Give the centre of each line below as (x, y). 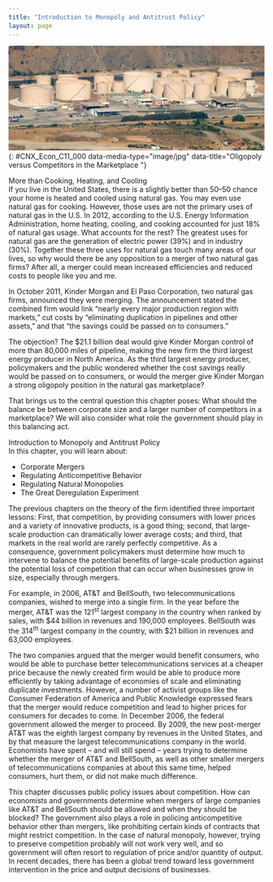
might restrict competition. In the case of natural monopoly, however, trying (134, 835)
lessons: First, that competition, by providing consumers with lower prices (132, 517)
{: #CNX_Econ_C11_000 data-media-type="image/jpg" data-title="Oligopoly (135, 156)
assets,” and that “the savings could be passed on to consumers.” (119, 326)
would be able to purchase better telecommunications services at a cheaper (136, 663)
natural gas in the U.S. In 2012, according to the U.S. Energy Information (129, 215)
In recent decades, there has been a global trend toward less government (131, 861)
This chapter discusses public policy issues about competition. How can (129, 792)
